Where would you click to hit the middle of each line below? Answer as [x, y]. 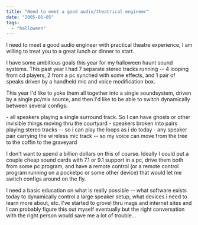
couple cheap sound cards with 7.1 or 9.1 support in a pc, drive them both [95, 160]
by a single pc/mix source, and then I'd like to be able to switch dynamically [98, 99]
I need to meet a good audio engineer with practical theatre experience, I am [99, 45]
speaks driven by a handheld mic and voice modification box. [81, 82]
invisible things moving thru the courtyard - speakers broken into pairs [92, 123]
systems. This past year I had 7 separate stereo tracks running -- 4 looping [98, 69]
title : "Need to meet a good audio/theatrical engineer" [78, 12]
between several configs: [37, 106]
